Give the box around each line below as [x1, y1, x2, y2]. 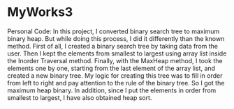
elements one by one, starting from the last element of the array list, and [7, 64, 215, 72]
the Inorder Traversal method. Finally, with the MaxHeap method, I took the [7, 56, 223, 65]
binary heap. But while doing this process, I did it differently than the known [7, 34, 225, 42]
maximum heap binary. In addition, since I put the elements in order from [7, 86, 217, 94]
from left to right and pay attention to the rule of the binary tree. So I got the [7, 78, 225, 87]
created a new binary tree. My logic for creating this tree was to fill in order [7, 71, 223, 80]
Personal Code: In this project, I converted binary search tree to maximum [7, 27, 220, 35]
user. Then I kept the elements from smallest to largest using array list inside [7, 49, 227, 58]
